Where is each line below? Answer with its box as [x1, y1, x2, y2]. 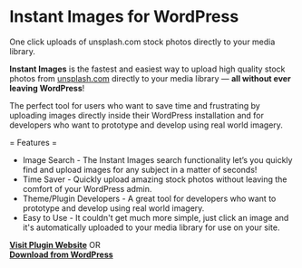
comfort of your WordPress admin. [22, 183, 152, 194]
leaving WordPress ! [9, 82, 85, 93]
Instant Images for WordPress [9, 6, 239, 27]
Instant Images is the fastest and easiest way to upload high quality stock [9, 63, 286, 74]
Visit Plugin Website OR [9, 239, 102, 250]
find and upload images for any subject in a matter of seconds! [22, 164, 258, 175]
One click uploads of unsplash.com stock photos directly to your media [9, 36, 276, 47]
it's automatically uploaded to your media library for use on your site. [22, 222, 280, 233]
